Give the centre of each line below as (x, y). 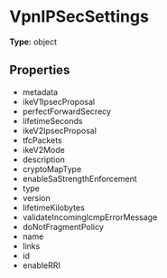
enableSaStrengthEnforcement (79, 178)
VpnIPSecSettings (79, 17)
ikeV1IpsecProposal (59, 101)
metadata (40, 91)
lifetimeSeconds (52, 120)
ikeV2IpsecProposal (60, 130)
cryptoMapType (52, 168)
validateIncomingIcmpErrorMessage (90, 217)
